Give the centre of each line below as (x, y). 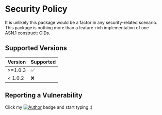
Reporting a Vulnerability (44, 95)
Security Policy (36, 9)
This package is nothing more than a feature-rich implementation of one (77, 27)
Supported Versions (36, 48)
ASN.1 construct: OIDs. (28, 33)
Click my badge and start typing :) (49, 107)
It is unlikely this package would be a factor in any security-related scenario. (81, 22)
